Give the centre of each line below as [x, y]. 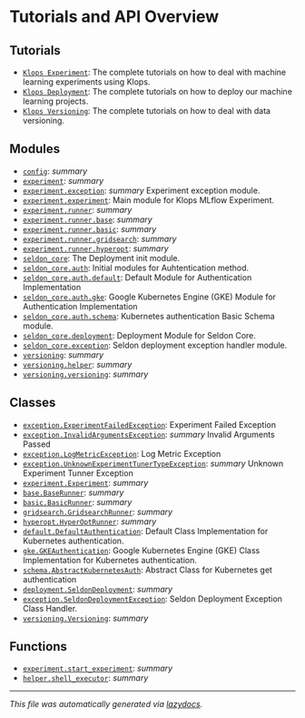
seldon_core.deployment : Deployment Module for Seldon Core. [139, 335]
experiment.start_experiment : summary [98, 668]
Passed [37, 444]
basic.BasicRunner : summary [77, 501]
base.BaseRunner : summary [73, 492]
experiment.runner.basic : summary [89, 228]
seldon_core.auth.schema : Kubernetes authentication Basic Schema [148, 316]
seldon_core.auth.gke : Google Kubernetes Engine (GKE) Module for [149, 297]
